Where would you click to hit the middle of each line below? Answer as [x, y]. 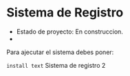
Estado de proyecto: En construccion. [69, 31]
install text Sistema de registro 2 [56, 65]
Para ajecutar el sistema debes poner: [60, 52]
